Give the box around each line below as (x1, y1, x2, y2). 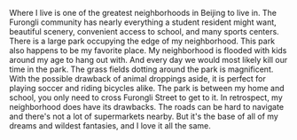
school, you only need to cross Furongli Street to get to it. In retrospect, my (9, 92, 284, 103)
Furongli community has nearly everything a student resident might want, (9, 17, 277, 27)
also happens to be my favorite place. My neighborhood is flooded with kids (9, 45, 287, 56)
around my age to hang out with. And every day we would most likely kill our (9, 55, 288, 65)
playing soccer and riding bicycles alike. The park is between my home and (9, 83, 285, 93)
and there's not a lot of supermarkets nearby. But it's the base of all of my (9, 111, 279, 121)
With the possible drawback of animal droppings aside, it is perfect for (9, 74, 266, 83)
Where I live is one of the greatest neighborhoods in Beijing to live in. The (9, 8, 277, 18)
